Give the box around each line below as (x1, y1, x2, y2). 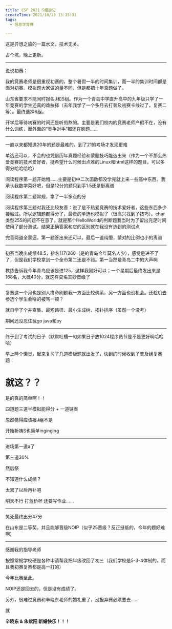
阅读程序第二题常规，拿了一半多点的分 (5, 193, 86, 200)
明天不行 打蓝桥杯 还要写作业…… (5, 498, 74, 504)
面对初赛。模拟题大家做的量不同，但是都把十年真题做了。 (5, 85, 126, 91)
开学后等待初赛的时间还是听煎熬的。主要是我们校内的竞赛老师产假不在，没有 (5, 119, 167, 126)
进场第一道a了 (5, 443, 35, 450)
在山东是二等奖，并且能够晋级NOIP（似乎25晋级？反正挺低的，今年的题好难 (5, 524, 165, 531)
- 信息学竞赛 (10, 22, 34, 27)
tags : (5, 17, 17, 22)
